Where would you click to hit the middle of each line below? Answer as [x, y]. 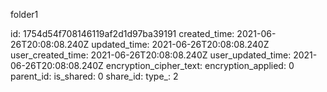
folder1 [24, 14]
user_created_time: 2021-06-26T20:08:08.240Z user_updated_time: [151, 55]
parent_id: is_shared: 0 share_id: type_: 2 [94, 76]
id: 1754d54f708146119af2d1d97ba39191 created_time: [122, 33]
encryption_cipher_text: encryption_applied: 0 [200, 65]
